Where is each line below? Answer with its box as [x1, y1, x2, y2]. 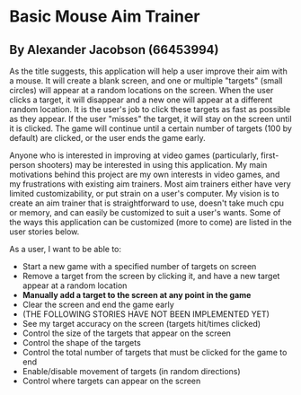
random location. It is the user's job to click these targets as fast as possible [9, 104, 291, 114]
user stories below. [9, 226, 80, 237]
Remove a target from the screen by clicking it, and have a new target [22, 271, 280, 281]
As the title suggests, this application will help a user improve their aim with [9, 66, 288, 76]
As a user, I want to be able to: [9, 244, 122, 254]
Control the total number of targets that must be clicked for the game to [22, 347, 288, 357]
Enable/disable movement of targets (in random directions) [22, 366, 241, 376]
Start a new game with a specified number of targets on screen [22, 261, 257, 271]
